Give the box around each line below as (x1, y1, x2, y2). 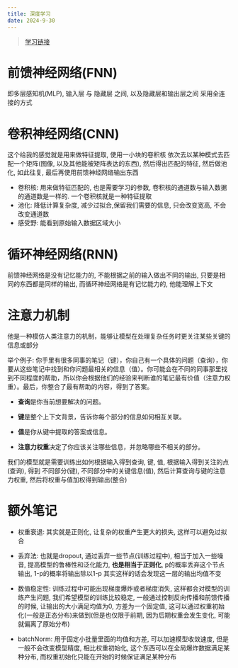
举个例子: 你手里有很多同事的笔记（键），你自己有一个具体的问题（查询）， (7, 356, 222, 365)
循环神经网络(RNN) (7, 246, 119, 262)
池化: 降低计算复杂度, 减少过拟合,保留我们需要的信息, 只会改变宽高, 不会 (17, 201, 227, 210)
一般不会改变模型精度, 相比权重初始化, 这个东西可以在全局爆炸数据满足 (17, 644, 224, 652)
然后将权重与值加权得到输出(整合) (29, 475, 127, 484)
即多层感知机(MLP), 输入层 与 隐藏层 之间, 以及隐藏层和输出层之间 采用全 (7, 89, 220, 98)
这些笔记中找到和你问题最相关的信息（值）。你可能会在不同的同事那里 (19, 365, 222, 373)
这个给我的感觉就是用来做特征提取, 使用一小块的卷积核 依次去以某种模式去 (7, 150, 224, 159)
